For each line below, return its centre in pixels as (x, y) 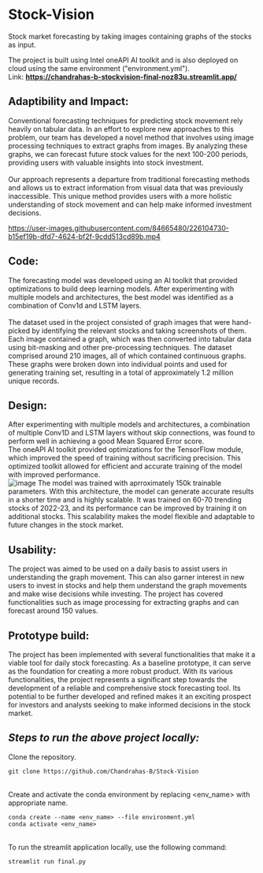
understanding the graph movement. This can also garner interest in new (126, 577)
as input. (22, 44)
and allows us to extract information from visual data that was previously (126, 188)
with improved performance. (54, 475)
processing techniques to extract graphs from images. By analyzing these (128, 145)
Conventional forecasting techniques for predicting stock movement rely (126, 121)
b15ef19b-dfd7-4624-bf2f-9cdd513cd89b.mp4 (85, 236)
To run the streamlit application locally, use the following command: (118, 847)
